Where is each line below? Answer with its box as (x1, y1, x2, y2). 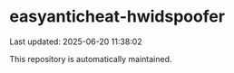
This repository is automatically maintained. (9, 53, 172, 64)
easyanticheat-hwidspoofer (9, 6, 225, 27)
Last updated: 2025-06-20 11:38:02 (9, 36, 142, 47)
